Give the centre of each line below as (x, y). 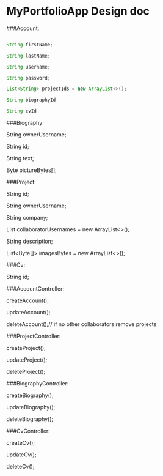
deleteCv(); (20, 467)
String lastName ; (28, 56)
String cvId (21, 111)
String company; (27, 218)
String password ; (28, 78)
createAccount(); (27, 300)
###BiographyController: (38, 384)
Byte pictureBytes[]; (31, 170)
